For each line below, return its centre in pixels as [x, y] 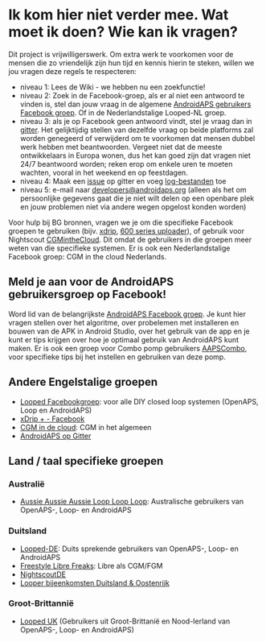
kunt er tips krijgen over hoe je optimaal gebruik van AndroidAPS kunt [124, 339]
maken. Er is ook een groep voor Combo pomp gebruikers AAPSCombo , [128, 348]
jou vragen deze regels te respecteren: [72, 71]
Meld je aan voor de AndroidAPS [91, 282]
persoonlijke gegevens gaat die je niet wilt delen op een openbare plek [137, 198]
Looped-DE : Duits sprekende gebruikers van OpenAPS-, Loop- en [129, 549]
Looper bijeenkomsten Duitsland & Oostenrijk [95, 582]
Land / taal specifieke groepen [86, 461]
